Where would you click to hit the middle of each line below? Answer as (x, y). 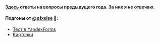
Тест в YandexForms (34, 29)
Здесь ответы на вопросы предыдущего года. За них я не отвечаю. (80, 7)
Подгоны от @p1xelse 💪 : (32, 18)
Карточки (23, 34)
